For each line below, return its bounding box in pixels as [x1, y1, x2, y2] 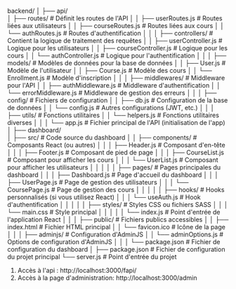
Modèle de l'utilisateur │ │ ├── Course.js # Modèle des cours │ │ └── [7, 67, 212, 74]
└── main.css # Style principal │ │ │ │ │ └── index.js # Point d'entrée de [7, 208, 221, 216]
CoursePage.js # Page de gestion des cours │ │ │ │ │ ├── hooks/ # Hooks [7, 186, 225, 194]
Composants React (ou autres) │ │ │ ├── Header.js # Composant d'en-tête [7, 141, 226, 149]
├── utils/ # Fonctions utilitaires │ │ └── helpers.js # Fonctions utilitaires [7, 111, 220, 119]
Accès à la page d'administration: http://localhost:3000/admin [17, 274, 197, 282]
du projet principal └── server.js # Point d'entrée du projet [7, 253, 177, 261]
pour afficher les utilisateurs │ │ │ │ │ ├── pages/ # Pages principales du [7, 163, 221, 171]
